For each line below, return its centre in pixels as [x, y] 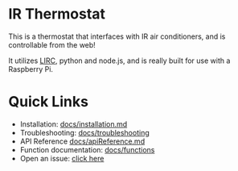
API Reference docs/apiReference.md [82, 141]
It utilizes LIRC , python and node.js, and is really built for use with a [119, 60]
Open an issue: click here [62, 158]
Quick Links [48, 102]
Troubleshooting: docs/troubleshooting [85, 132]
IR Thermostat [57, 14]
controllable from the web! [52, 44]
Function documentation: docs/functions [87, 149]
